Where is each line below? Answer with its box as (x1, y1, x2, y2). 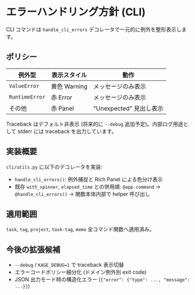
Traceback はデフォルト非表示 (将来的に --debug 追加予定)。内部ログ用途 (6, 120, 183, 127)
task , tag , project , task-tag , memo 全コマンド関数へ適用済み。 (6, 226, 155, 233)
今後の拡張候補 (6, 245, 60, 255)
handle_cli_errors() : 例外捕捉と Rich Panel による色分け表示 (14, 175, 163, 182)
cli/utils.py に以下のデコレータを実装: (6, 163, 103, 170)
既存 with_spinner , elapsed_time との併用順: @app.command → (14, 183, 161, 190)
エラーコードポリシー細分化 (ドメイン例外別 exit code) (14, 269, 147, 276)
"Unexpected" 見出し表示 (93, 104, 164, 112)
